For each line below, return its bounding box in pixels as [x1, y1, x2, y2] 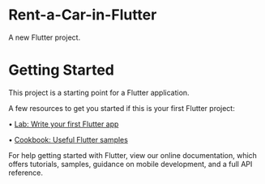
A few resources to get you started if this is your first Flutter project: [8, 103, 235, 113]
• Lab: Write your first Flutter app [8, 119, 119, 129]
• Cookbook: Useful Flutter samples [8, 135, 128, 144]
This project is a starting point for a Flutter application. [8, 88, 190, 97]
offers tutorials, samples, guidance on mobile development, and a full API [8, 159, 253, 169]
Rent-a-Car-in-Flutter [8, 6, 157, 24]
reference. [8, 168, 43, 178]
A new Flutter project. [8, 32, 81, 42]
